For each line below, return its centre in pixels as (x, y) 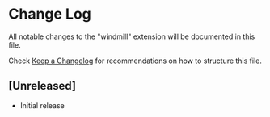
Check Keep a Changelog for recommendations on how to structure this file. (135, 61)
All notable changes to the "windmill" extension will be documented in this (132, 36)
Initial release (42, 105)
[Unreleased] (42, 86)
